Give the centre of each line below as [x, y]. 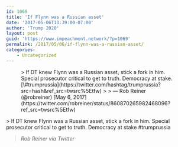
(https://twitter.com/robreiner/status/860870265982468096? [96, 103]
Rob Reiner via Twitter [48, 138]
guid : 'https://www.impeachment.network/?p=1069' [69, 39]
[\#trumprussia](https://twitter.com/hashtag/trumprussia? [91, 84]
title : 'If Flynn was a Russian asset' [55, 17]
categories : [21, 50]
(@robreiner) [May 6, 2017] [54, 97]
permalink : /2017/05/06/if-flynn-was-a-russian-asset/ [75, 45]
